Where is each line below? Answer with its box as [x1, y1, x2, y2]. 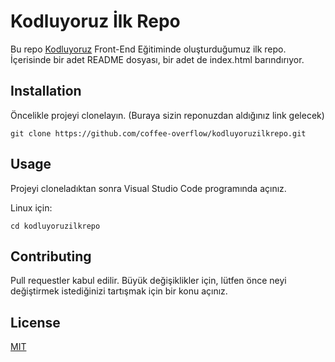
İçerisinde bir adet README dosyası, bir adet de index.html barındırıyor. [10, 53, 305, 65]
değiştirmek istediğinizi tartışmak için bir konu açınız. [10, 285, 228, 297]
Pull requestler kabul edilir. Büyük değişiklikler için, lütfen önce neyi [10, 275, 287, 287]
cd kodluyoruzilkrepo [10, 221, 101, 231]
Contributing [10, 248, 92, 265]
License [10, 314, 61, 331]
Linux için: [10, 201, 53, 214]
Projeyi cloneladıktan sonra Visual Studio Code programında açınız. [10, 182, 287, 194]
